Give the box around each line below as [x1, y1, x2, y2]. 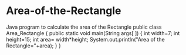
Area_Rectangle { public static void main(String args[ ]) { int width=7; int [6, 29, 180, 36]
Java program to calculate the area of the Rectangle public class [6, 23, 162, 30]
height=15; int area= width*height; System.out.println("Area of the [6, 36, 165, 43]
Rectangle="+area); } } [6, 42, 62, 49]
